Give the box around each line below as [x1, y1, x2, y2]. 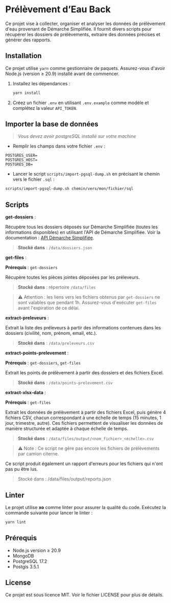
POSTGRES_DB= [5, 162, 33, 167]
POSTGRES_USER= [5, 153, 38, 158]
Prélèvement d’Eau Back [5, 4, 111, 15]
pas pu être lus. [5, 466, 38, 472]
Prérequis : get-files [5, 399, 51, 405]
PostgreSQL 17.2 [12, 558, 47, 564]
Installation [5, 52, 42, 60]
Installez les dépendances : [12, 80, 70, 86]
